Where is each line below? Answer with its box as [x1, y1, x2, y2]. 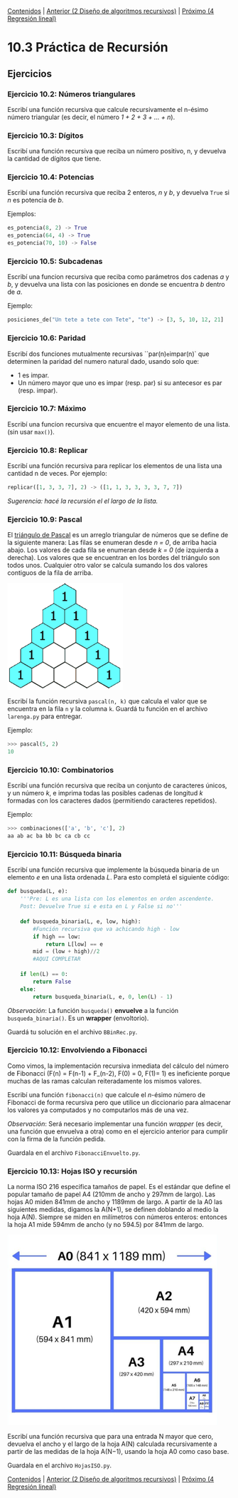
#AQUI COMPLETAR [33, 956, 81, 963]
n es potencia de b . [7, 196, 64, 205]
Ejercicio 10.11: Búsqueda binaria [7, 850, 122, 860]
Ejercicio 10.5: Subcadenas [7, 257, 103, 267]
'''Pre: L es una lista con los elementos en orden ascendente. [20, 895, 215, 902]
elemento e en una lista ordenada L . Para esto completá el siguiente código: [7, 873, 229, 882]
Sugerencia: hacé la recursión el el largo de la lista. [7, 496, 158, 506]
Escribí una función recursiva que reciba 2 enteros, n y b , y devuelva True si [7, 188, 229, 197]
